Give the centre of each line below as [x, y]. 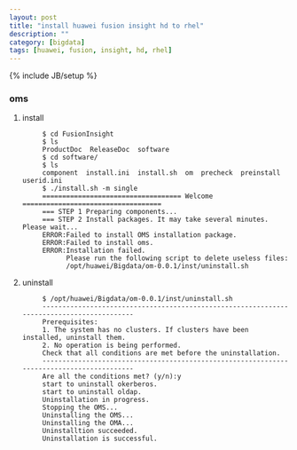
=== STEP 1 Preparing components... [109, 212]
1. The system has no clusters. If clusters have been [145, 330]
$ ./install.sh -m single [90, 189]
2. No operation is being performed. [112, 346]
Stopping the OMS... [80, 408]
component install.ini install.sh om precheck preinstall [161, 173]
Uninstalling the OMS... [88, 415]
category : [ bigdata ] [47, 42]
